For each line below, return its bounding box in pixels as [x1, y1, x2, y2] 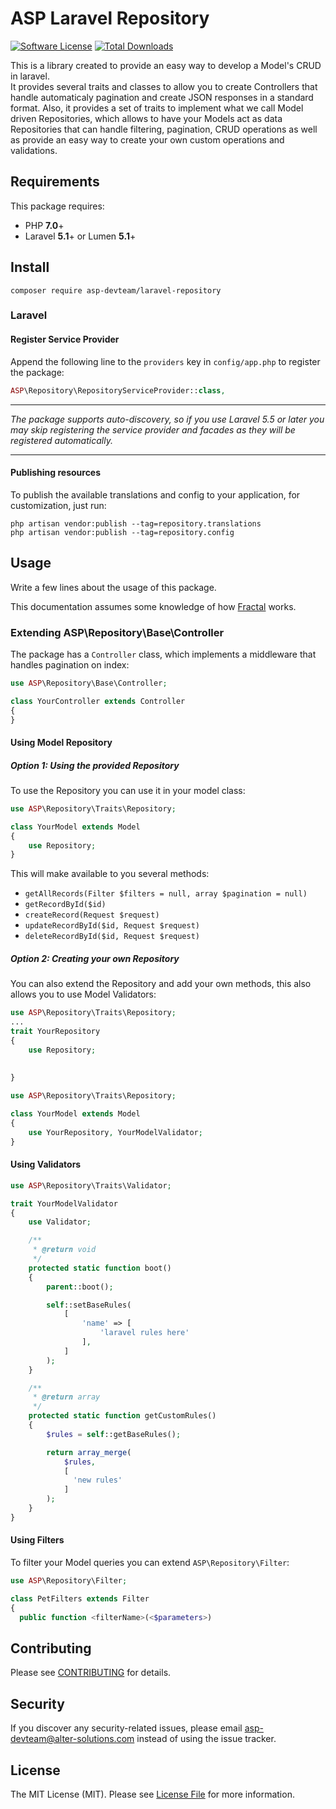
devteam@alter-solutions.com [10, 1733, 135, 1745]
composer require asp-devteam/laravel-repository [10, 285, 222, 296]
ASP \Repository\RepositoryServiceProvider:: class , [10, 385, 226, 396]
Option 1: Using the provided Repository [10, 759, 180, 771]
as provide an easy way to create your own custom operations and [10, 133, 285, 146]
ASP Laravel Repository [10, 7, 210, 30]
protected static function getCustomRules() [28, 1411, 217, 1421]
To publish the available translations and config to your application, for [10, 488, 301, 501]
